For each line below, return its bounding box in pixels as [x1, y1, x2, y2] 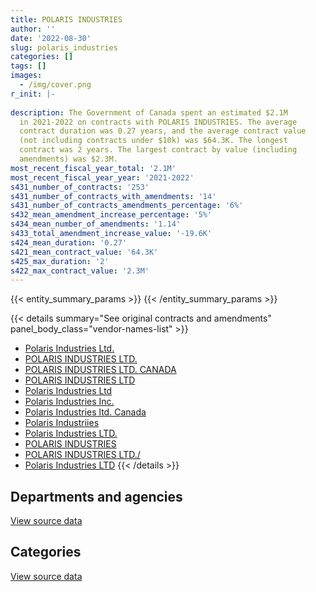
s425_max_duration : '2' [10, 256, 110, 266]
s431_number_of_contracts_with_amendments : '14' [10, 191, 217, 201]
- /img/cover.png [19, 80, 92, 90]
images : [10, 71, 43, 81]
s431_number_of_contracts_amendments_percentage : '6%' [10, 201, 244, 211]
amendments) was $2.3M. [19, 154, 118, 164]
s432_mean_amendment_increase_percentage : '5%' [10, 210, 213, 220]
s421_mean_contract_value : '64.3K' [10, 247, 159, 257]
